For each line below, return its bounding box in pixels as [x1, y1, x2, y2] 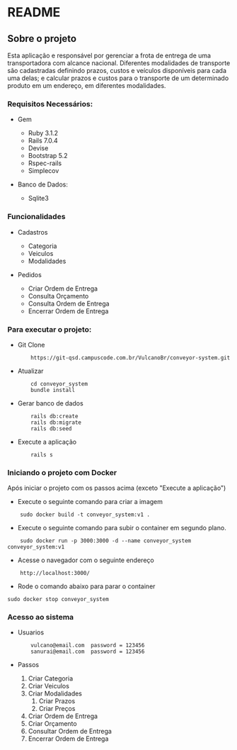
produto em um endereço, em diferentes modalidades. [7, 82, 166, 89]
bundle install [30, 386, 76, 393]
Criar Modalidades [28, 689, 83, 698]
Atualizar [17, 366, 44, 375]
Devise [28, 144, 49, 152]
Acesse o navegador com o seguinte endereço [17, 556, 154, 564]
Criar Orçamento [28, 720, 77, 728]
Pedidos [17, 270, 42, 279]
